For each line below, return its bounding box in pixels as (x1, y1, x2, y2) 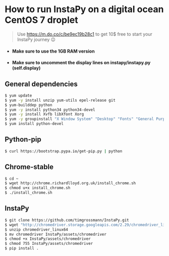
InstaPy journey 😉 (17, 36, 56, 42)
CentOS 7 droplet (5, 14, 79, 26)
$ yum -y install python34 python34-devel (5, 107, 95, 112)
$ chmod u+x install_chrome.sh (5, 186, 71, 191)
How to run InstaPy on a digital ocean (5, 4, 164, 15)
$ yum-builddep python (5, 102, 52, 107)
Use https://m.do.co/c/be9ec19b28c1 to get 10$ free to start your (17, 31, 152, 37)
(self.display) (12, 65, 41, 71)
